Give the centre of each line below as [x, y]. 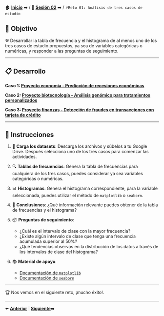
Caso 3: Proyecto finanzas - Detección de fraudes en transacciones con [80, 110]
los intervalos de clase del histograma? [59, 252]
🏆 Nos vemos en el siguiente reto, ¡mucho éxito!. [55, 293]
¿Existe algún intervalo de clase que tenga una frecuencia [77, 237]
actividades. [24, 157]
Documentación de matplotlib [50, 273]
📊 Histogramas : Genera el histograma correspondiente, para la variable [85, 188]
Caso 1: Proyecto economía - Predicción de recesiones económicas [75, 85]
